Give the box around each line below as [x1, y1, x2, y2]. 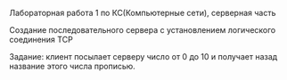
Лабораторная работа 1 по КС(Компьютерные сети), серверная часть [9, 8, 276, 18]
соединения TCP [9, 35, 73, 44]
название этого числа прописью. [9, 61, 135, 71]
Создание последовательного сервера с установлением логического [9, 25, 276, 35]
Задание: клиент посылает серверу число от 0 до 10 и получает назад [9, 52, 278, 61]
